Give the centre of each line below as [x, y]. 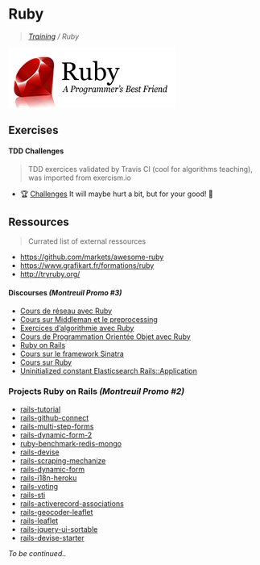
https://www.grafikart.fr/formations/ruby [87, 266]
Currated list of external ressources [87, 241]
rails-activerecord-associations [72, 503]
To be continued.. [37, 553]
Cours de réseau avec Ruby [66, 311]
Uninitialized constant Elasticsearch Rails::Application [108, 370]
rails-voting [39, 486]
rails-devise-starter [52, 538]
